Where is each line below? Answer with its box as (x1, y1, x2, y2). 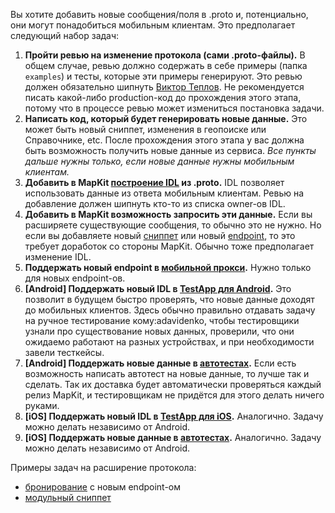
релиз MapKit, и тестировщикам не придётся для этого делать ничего (24, 389, 325, 401)
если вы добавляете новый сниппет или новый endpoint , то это (24, 230, 296, 241)
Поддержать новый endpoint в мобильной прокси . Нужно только (24, 262, 312, 273)
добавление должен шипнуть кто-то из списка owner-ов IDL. (24, 198, 286, 209)
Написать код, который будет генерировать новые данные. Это (24, 113, 308, 124)
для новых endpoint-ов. (24, 272, 126, 284)
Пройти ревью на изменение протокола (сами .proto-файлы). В (24, 49, 306, 61)
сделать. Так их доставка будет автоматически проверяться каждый (24, 379, 322, 390)
